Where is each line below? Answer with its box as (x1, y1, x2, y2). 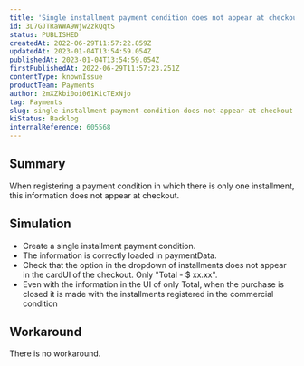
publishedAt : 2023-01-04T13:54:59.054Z (9, 55, 160, 64)
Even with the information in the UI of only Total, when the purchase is (22, 278, 285, 290)
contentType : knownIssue (9, 72, 103, 82)
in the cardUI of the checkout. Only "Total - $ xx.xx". (22, 269, 218, 280)
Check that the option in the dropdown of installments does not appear (22, 259, 287, 270)
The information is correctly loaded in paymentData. (22, 250, 217, 261)
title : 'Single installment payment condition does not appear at (9, 13, 265, 23)
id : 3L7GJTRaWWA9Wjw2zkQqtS (9, 22, 116, 31)
